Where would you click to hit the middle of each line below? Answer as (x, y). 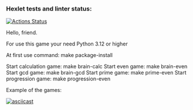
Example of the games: (34, 90)
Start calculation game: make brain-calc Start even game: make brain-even (97, 66)
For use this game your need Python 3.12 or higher (67, 44)
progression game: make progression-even (58, 79)
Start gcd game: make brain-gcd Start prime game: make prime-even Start (96, 73)
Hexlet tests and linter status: (49, 9)
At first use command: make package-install (60, 55)
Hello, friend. (22, 33)
